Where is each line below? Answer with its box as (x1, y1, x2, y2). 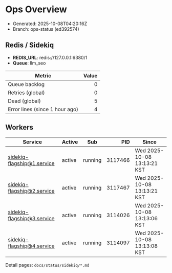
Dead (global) (8, 97, 41, 104)
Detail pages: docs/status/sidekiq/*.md (5, 262, 90, 268)
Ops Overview (5, 4, 68, 15)
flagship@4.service (8, 242, 55, 249)
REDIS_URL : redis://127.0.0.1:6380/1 (12, 54, 88, 60)
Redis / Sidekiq (5, 41, 54, 50)
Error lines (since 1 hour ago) (8, 106, 78, 113)
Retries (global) (8, 89, 45, 96)
